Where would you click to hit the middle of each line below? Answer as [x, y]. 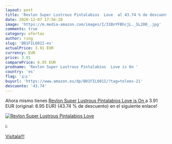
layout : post [19, 10]
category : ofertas [25, 34]
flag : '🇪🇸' [18, 77]
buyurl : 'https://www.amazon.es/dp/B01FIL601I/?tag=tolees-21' [74, 81]
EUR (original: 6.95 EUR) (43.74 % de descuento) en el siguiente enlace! [81, 106]
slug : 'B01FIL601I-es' [29, 43]
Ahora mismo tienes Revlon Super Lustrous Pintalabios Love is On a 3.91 [81, 101]
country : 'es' [20, 72]
